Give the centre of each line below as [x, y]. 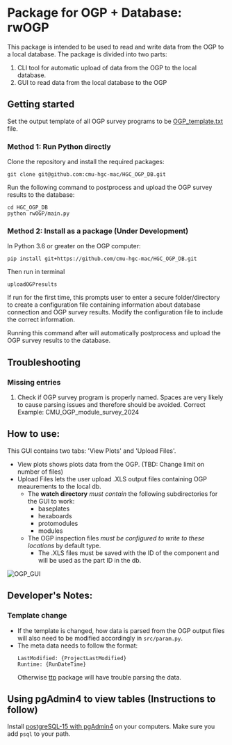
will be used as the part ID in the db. [90, 560]
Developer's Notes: [50, 596]
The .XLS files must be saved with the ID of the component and [129, 553]
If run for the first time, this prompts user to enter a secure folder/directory [114, 298]
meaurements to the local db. [59, 486]
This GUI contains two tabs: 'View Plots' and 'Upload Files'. [92, 451]
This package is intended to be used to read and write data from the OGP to [116, 47]
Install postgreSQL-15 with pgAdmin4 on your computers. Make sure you [111, 727]
